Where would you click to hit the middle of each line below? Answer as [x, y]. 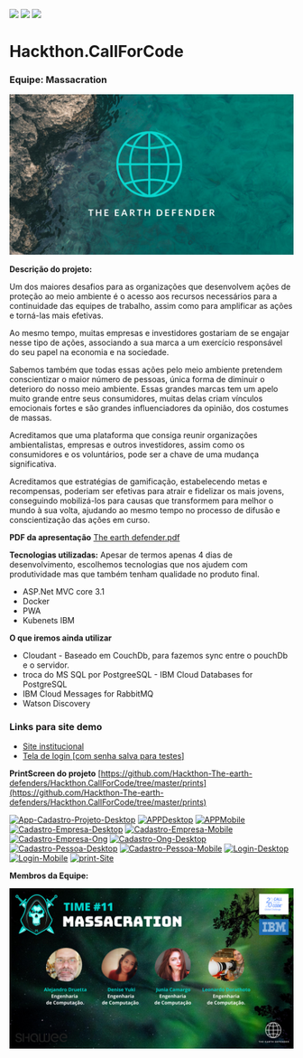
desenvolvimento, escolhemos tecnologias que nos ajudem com [129, 564]
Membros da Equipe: [49, 875]
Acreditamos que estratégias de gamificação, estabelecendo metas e [138, 481]
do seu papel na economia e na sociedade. [89, 351]
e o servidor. [46, 665]
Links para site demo [56, 726]
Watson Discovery [56, 703]
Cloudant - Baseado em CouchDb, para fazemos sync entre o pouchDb [155, 655]
